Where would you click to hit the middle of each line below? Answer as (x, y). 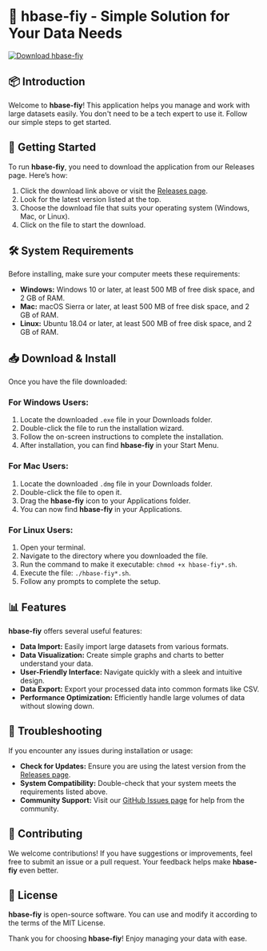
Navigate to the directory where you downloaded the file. (114, 556)
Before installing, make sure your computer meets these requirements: (124, 274)
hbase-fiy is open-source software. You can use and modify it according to (133, 915)
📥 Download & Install (62, 359)
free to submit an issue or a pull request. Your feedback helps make (120, 861)
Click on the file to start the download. (83, 224)
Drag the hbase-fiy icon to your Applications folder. (105, 501)
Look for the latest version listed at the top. (90, 199)
